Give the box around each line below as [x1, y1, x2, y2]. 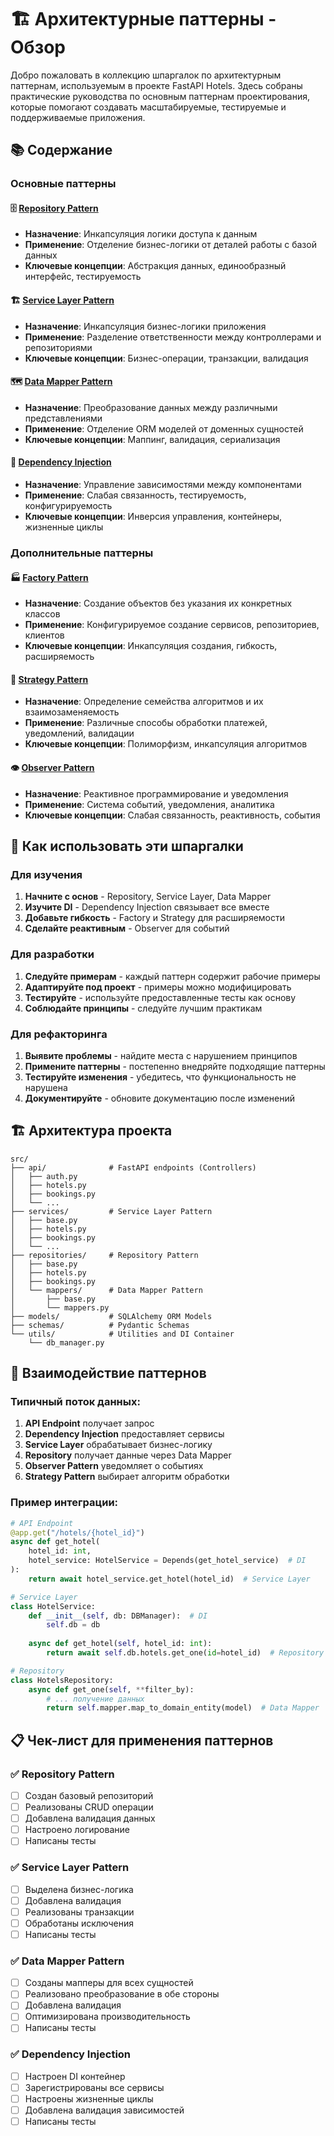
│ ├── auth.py [10, 1171, 78, 1181]
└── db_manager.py [28, 1337, 105, 1348]
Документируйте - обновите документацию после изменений [24, 1092, 295, 1104]
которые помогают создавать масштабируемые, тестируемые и [10, 101, 287, 113]
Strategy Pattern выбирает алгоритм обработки [24, 1471, 230, 1483]
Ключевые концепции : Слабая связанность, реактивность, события [24, 809, 321, 821]
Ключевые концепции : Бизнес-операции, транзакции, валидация [24, 352, 309, 364]
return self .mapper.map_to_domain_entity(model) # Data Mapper [46, 1703, 320, 1713]
